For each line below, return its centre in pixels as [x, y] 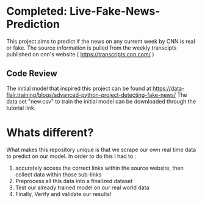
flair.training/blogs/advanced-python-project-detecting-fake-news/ [91, 95]
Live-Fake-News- [115, 11]
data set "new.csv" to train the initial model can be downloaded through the [101, 101]
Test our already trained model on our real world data [82, 187]
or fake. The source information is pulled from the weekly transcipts [92, 48]
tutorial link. [21, 108]
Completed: [37, 11]
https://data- [168, 88]
